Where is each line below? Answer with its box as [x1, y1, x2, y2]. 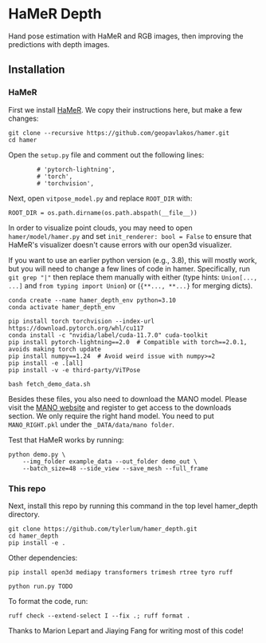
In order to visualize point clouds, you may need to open [8, 223, 193, 232]
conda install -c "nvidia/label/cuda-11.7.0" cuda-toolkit [8, 331, 209, 339]
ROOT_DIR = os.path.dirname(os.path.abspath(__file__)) [8, 208, 198, 216]
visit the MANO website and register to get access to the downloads [8, 403, 233, 412]
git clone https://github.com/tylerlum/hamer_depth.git [8, 525, 198, 533]
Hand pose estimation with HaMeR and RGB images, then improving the [8, 31, 244, 41]
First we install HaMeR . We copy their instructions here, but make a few [8, 105, 243, 114]
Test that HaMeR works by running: [8, 435, 124, 444]
